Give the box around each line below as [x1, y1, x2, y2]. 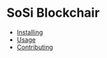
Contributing [16, 43, 53, 51]
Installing [16, 28, 43, 36]
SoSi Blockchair [6, 5, 100, 21]
